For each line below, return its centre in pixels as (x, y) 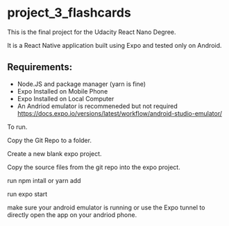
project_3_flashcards (69, 13)
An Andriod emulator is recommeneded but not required (97, 106)
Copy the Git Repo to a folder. (50, 140)
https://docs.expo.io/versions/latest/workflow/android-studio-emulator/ (120, 113)
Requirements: (40, 67)
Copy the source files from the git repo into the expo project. (94, 167)
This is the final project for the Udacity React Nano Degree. (92, 32)
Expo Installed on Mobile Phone (62, 91)
